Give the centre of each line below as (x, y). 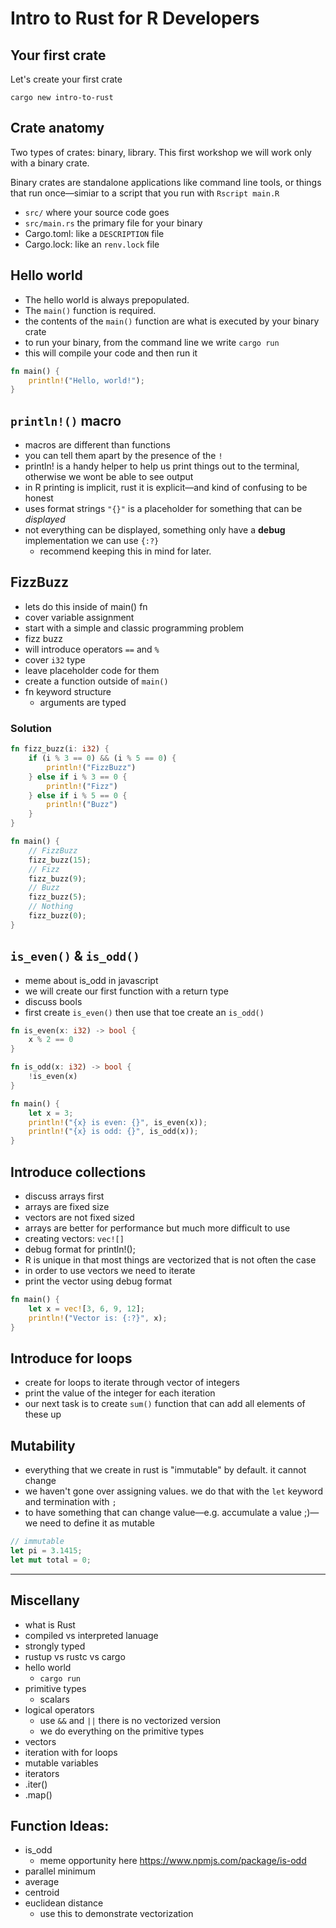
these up (43, 1414)
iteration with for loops (71, 1752)
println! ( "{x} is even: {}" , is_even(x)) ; (118, 1122)
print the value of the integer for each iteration (120, 1393)
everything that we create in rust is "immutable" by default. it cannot (165, 1470)
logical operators (59, 1709)
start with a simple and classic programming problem (134, 628)
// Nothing (51, 907)
